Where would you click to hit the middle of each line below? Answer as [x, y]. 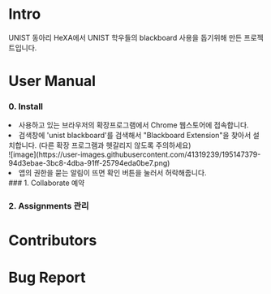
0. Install [26, 106]
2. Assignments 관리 [49, 206]
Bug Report [47, 277]
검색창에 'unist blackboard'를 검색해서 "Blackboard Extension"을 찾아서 [135, 136]
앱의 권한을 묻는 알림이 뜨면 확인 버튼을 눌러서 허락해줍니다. [113, 173]
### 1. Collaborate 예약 [47, 183]
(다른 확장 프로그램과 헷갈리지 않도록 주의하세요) [115, 145]
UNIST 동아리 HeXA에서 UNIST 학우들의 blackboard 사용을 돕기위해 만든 [125, 37]
